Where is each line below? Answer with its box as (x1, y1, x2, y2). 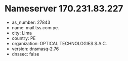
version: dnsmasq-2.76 (11, 46, 59, 52)
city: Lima (11, 30, 32, 36)
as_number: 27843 (11, 19, 50, 25)
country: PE (11, 35, 36, 41)
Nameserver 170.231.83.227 (4, 3, 124, 14)
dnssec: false (11, 51, 40, 57)
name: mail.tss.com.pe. (11, 24, 59, 30)
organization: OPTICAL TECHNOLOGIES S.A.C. (11, 40, 107, 46)
